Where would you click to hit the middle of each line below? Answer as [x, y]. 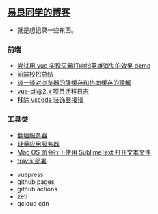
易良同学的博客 [39, 12]
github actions [37, 189]
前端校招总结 [35, 75]
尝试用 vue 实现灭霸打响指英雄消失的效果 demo [84, 66]
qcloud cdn [33, 204]
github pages [36, 182]
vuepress [30, 175]
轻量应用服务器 [38, 144]
